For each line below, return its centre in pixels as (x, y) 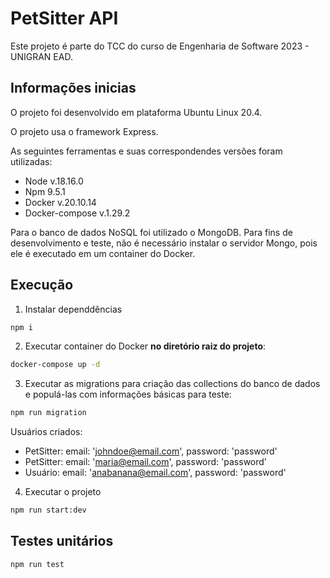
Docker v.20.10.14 (60, 202)
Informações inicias (73, 88)
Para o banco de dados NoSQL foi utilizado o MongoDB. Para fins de (151, 232)
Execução (42, 285)
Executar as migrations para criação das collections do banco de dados (172, 384)
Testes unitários (62, 541)
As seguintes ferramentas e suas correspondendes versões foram (146, 151)
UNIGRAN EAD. (41, 56)
